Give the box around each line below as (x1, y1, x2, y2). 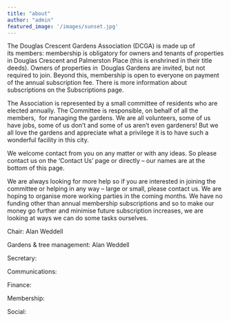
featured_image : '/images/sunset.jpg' (7, 23, 119, 30)
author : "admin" (7, 17, 54, 23)
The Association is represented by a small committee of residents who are (7, 99, 218, 108)
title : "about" (7, 10, 51, 17)
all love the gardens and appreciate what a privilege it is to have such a (7, 128, 209, 137)
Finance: (7, 281, 32, 289)
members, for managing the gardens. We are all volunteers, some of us (7, 114, 211, 122)
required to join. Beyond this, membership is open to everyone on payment (7, 71, 219, 79)
